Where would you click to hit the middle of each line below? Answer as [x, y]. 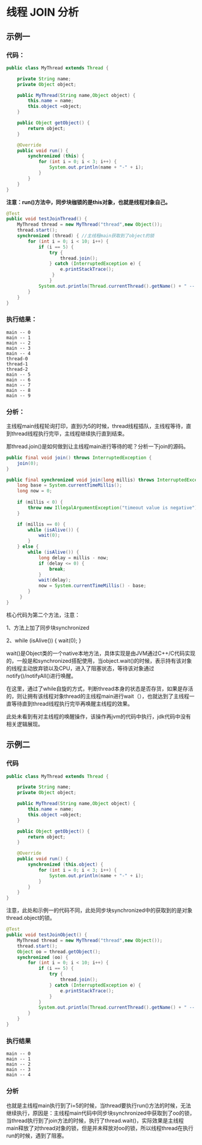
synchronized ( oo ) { [43, 957]
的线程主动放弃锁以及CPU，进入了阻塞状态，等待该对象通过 [80, 668]
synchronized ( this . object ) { [66, 864]
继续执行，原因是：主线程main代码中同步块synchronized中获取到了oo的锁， [101, 1113]
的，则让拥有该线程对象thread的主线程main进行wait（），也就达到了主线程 [98, 696]
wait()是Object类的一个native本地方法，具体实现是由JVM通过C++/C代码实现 [101, 653]
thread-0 [17, 359]
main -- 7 [19, 385]
